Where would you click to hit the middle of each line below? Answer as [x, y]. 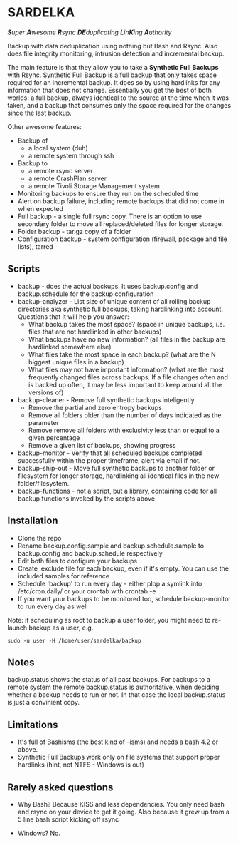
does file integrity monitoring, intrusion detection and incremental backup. [116, 53]
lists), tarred [35, 246]
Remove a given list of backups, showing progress [102, 445]
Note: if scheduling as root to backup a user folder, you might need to [109, 620]
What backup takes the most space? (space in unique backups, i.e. [126, 324]
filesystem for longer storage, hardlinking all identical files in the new [118, 476]
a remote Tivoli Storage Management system [94, 185]
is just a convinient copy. [44, 702]
